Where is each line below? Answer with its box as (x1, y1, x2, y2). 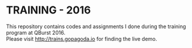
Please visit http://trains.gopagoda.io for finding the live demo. (6, 35, 157, 42)
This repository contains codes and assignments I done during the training (6, 23, 186, 30)
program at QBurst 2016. (6, 29, 66, 36)
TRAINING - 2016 (6, 4, 91, 17)
